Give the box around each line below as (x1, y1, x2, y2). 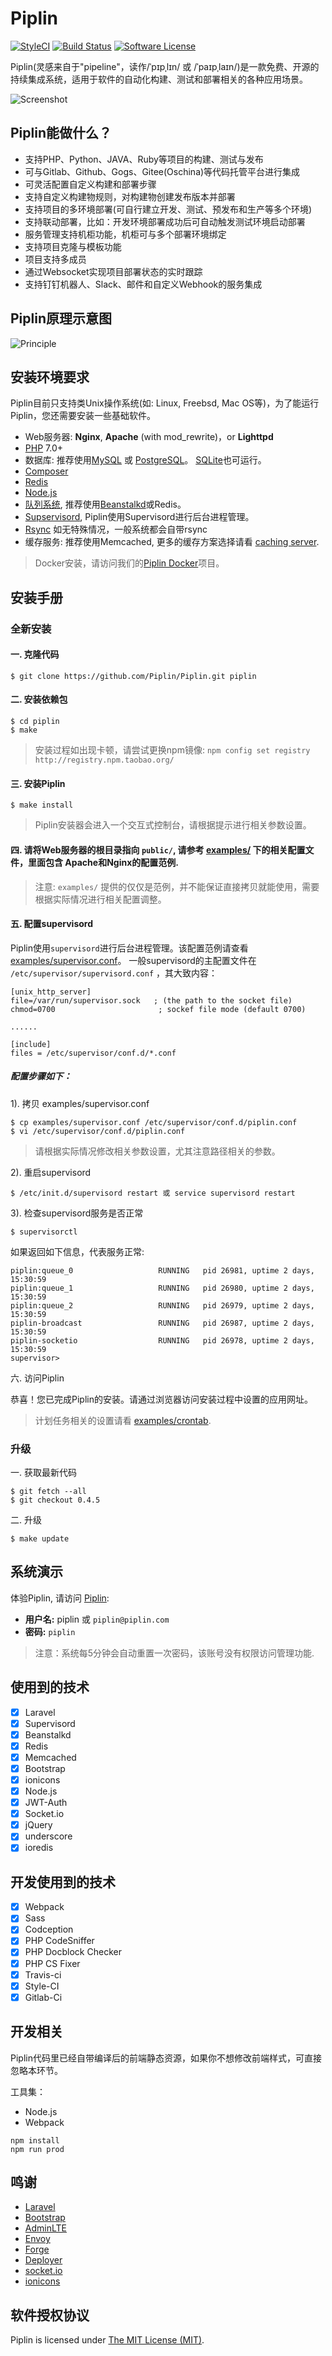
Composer (24, 465, 69, 477)
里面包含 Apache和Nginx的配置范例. (27, 856, 179, 868)
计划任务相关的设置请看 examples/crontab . (34, 1414, 212, 1426)
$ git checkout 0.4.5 (10, 1495, 101, 1505)
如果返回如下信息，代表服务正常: (10, 1245, 145, 1257)
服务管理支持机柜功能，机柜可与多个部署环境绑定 (24, 228, 227, 240)
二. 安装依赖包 (10, 693, 68, 706)
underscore (24, 1830, 73, 1842)
